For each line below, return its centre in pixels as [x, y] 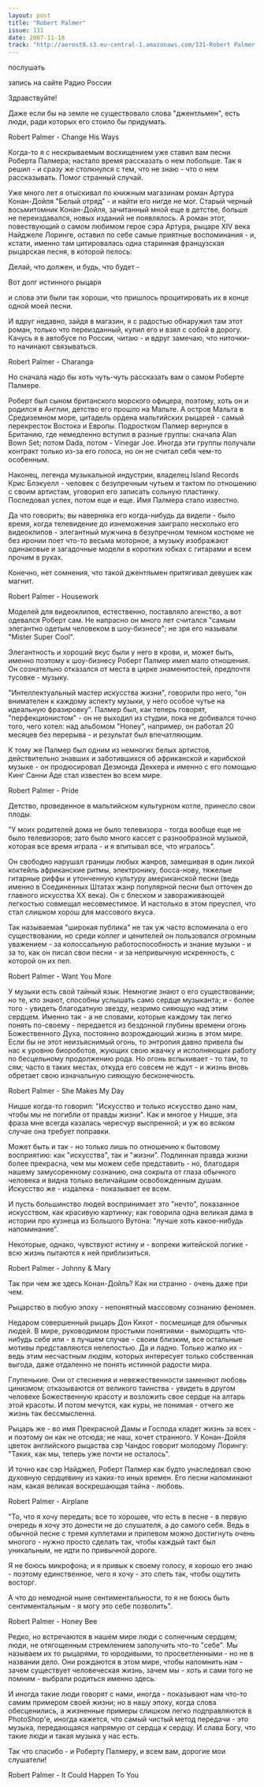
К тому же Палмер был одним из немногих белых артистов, [110, 750]
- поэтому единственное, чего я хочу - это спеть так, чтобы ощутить [125, 1574]
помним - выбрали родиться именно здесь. [82, 1679]
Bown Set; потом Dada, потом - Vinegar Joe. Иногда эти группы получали [132, 443]
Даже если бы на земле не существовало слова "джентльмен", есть [124, 113]
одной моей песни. [41, 306]
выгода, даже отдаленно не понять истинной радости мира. [110, 1365]
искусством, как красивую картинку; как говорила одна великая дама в [131, 1212]
